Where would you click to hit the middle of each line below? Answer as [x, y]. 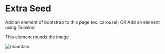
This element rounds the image [37, 37]
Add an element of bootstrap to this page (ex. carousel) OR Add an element [82, 22]
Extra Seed [28, 9]
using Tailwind [20, 27]
